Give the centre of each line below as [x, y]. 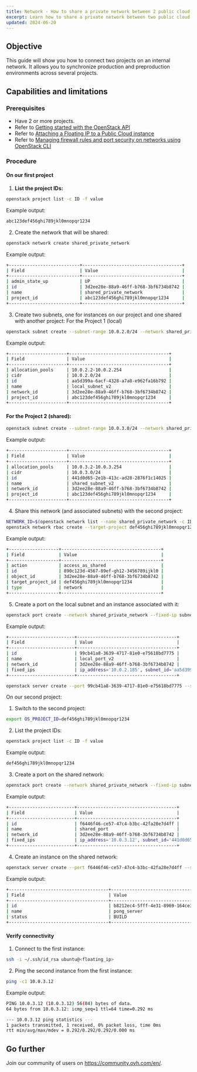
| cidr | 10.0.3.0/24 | [89, 472]
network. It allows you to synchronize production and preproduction [88, 67]
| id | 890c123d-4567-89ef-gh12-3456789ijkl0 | [85, 571]
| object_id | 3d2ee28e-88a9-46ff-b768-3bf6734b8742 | [85, 577]
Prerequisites [26, 108]
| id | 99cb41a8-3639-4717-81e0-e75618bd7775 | [93, 653]
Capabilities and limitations [57, 91]
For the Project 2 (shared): [39, 416]
